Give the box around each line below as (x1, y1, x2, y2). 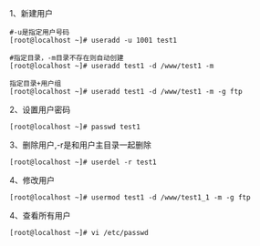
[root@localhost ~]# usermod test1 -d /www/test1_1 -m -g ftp (9, 193, 251, 202)
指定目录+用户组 (9, 79, 62, 88)
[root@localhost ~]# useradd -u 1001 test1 (9, 36, 178, 45)
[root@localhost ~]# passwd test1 (9, 122, 141, 131)
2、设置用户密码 (9, 104, 71, 115)
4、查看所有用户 (9, 210, 71, 220)
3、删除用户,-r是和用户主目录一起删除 (9, 139, 152, 150)
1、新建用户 (9, 8, 53, 18)
